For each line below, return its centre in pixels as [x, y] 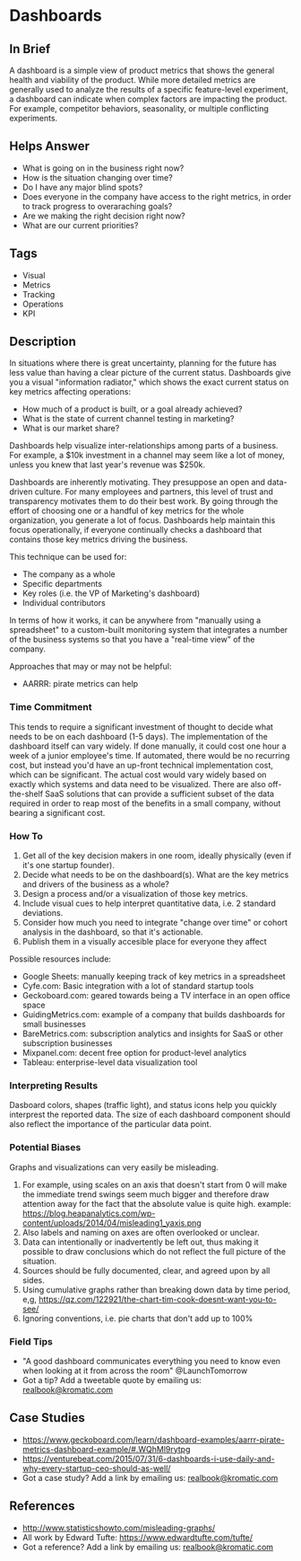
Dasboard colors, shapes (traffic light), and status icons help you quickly [143, 1105]
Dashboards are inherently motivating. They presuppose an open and [138, 483]
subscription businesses [67, 1043]
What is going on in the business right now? [103, 168]
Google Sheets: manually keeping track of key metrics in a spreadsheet [154, 977]
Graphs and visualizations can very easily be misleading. [114, 1167]
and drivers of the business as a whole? [96, 884]
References [42, 1506]
